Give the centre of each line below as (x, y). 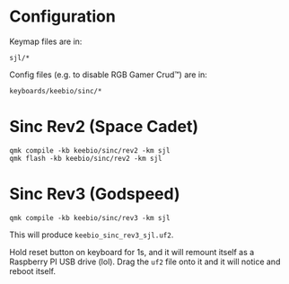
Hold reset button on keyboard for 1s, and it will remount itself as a (132, 252)
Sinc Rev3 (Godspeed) (95, 194)
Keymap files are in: (46, 41)
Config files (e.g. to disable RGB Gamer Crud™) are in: (109, 75)
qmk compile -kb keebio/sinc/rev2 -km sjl (90, 150)
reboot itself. (33, 271)
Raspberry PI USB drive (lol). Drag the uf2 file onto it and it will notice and (145, 262)
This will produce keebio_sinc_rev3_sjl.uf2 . (92, 235)
